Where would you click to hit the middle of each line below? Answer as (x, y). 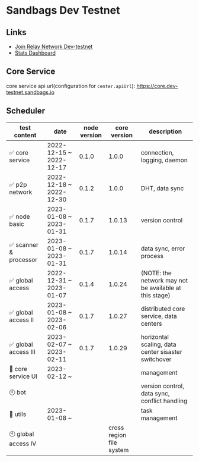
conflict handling (164, 401)
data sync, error (163, 249)
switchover (156, 359)
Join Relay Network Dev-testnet (54, 46)
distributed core (163, 309)
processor (23, 259)
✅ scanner (24, 244)
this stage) (155, 295)
